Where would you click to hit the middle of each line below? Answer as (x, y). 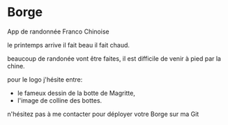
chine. (16, 66)
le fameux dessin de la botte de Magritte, (76, 93)
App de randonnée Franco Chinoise (58, 31)
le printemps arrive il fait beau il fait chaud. (69, 45)
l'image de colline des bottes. (60, 100)
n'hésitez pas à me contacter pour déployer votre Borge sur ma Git (103, 114)
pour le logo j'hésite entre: (45, 79)
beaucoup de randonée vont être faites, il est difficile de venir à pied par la (114, 58)
